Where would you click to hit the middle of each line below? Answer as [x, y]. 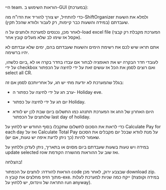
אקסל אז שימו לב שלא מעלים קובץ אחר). [43, 37]
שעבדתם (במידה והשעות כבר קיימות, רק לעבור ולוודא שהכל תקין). [67, 22]
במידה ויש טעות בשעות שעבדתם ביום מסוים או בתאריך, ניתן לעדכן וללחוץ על [77, 147]
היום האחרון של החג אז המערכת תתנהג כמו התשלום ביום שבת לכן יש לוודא [83, 112]
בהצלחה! [14, 162]
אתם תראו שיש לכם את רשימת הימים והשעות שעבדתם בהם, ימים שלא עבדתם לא [82, 47]
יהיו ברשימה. [17, 52]
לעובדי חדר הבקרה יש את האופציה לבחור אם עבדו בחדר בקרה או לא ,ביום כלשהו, [82, 62]
